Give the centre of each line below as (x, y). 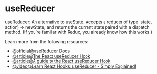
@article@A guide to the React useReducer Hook (61, 61)
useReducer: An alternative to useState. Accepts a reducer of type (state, (78, 22)
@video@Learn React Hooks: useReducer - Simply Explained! (74, 66)
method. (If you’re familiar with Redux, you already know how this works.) (78, 32)
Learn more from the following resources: (47, 41)
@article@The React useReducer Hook (51, 56)
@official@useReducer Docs (41, 51)
